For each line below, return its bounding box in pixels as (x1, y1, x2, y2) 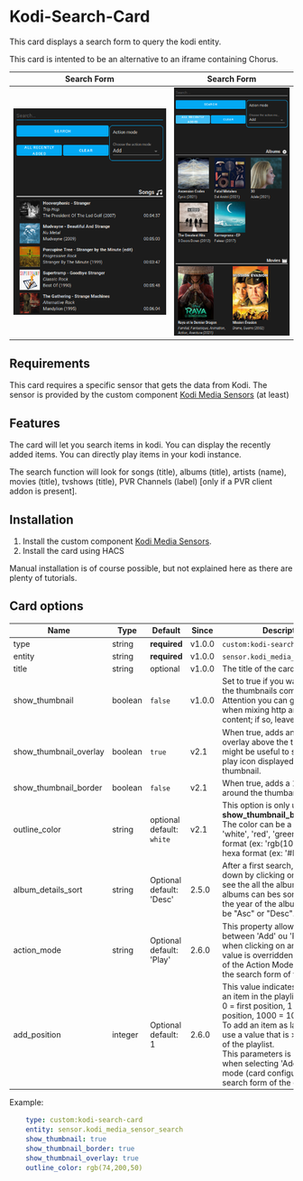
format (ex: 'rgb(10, (222, 838, 296, 849)
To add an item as (222, 1020, 289, 1030)
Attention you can (222, 695, 289, 706)
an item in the (222, 991, 272, 1001)
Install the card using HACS (22, 546, 124, 557)
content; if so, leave (222, 715, 295, 725)
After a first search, (222, 860, 294, 872)
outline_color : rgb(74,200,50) (25, 1163, 143, 1172)
